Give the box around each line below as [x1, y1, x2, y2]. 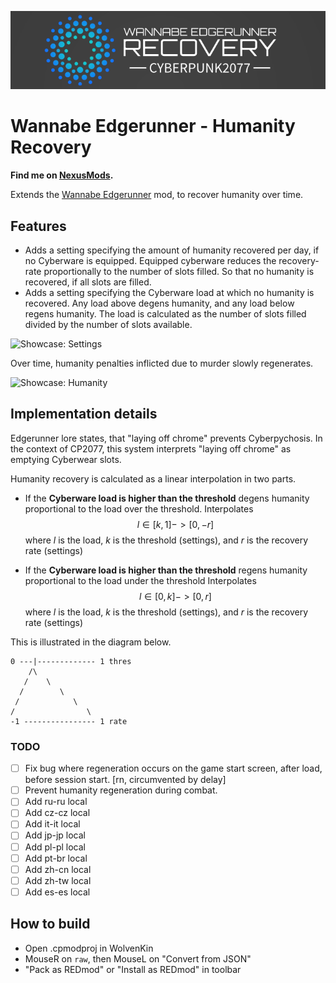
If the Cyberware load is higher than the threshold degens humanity [24, 492, 310, 504]
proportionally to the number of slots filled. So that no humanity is [43, 266, 315, 278]
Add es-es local [24, 886, 91, 898]
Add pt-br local [24, 852, 88, 864]
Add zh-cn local [24, 863, 92, 875]
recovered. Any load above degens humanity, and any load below [24, 297, 295, 310]
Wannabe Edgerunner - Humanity [10, 115, 296, 138]
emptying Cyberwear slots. [10, 453, 122, 465]
